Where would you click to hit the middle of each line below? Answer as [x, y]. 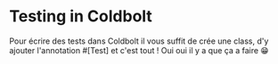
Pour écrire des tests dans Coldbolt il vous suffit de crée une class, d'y [139, 41]
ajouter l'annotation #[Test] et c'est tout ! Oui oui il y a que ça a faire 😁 [139, 50]
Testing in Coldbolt [81, 16]
